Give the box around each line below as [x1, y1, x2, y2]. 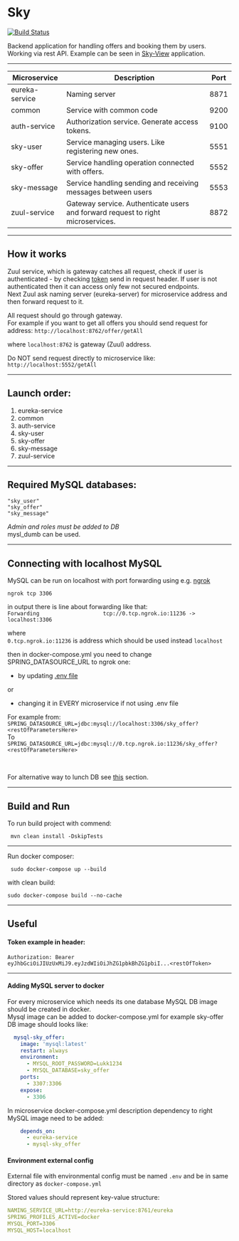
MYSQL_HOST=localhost [7, 1227, 72, 1234]
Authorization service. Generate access [66, 117, 198, 127]
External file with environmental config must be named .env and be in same [7, 1172, 229, 1181]
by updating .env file [17, 672, 78, 680]
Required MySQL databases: [7, 478, 137, 491]
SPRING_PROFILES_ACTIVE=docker [7, 1214, 100, 1221]
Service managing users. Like [66, 137, 165, 147]
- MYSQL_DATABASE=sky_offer [26, 1067, 110, 1074]
